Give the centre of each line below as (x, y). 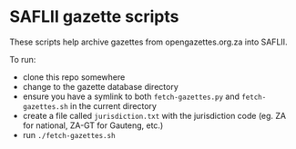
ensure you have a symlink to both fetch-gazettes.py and (131, 96)
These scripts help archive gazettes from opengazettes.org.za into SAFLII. (149, 42)
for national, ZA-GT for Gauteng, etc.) (93, 125)
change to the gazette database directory (101, 86)
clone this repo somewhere (74, 77)
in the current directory (113, 105)
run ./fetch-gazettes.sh (69, 134)
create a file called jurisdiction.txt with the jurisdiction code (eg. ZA (154, 115)
